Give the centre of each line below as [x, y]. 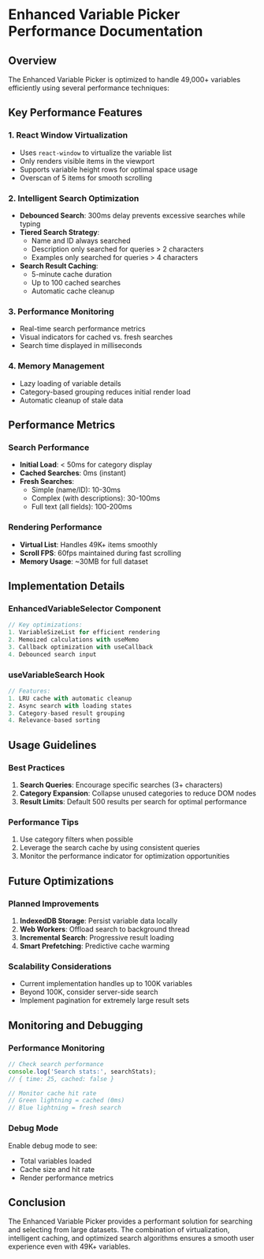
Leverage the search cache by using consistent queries [110, 848]
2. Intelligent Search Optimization [74, 198]
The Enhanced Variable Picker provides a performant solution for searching [130, 1221]
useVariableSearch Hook [56, 675]
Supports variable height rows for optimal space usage [109, 169]
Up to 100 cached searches [76, 282]
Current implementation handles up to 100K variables [106, 984]
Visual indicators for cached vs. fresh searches [96, 337]
